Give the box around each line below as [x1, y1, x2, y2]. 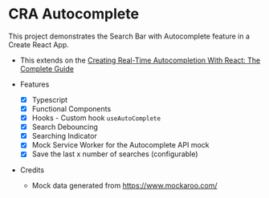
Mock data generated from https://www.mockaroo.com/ [31, 181, 218, 191]
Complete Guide [19, 63, 75, 73]
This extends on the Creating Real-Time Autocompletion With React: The [19, 55, 261, 65]
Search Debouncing [31, 122, 99, 132]
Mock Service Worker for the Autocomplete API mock [31, 140, 210, 150]
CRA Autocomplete [8, 5, 139, 23]
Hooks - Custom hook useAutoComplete [31, 113, 161, 123]
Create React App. [8, 39, 70, 49]
